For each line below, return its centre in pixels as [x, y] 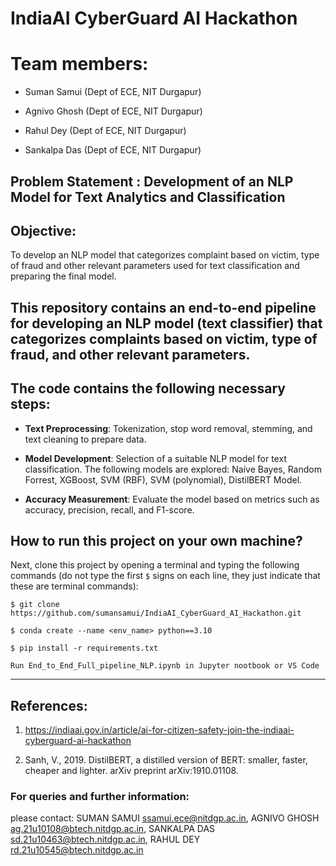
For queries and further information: [100, 797]
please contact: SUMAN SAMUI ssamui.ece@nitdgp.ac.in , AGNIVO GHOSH [165, 818]
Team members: [79, 64]
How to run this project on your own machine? [156, 540]
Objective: [43, 230]
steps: [30, 404]
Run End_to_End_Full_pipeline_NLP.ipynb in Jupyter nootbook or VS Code [165, 666]
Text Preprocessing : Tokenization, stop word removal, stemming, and [168, 428]
